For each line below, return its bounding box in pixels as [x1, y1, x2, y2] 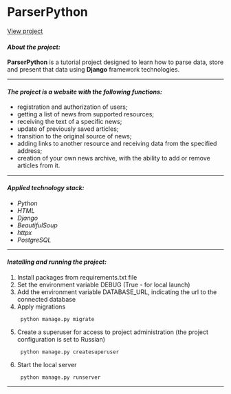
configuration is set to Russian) [16, 335, 105, 343]
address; [16, 147, 43, 155]
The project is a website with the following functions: [7, 87, 163, 96]
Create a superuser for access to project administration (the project [16, 328, 208, 336]
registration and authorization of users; [16, 103, 128, 111]
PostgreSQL [16, 236, 52, 244]
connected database [16, 295, 76, 303]
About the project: [7, 43, 60, 51]
